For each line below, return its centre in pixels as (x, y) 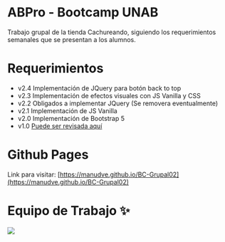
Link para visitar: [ (34, 174)
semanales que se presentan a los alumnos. (72, 39)
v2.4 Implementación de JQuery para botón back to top (99, 88)
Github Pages (48, 155)
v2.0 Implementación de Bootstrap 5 (71, 118)
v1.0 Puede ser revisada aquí (60, 126)
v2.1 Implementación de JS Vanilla (67, 110)
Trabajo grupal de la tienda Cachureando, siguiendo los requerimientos (112, 32)
